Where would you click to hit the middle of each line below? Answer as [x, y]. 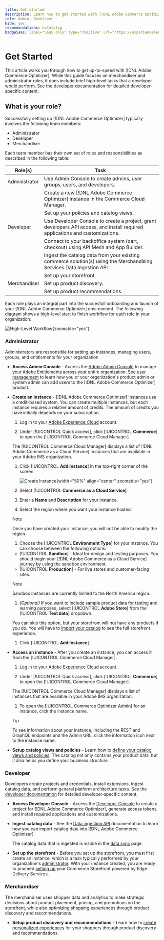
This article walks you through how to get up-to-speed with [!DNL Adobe [78, 70]
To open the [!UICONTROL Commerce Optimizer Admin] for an [82, 706]
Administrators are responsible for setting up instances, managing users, [78, 352]
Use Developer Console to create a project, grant [100, 221]
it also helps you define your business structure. [61, 761]
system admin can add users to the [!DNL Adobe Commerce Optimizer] [84, 382]
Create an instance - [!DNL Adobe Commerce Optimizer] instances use [84, 397]
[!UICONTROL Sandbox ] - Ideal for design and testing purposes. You [89, 554]
